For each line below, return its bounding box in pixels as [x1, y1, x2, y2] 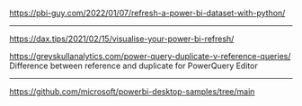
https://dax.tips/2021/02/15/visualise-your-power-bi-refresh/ [9, 33, 235, 44]
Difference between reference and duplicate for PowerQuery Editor [9, 60, 258, 71]
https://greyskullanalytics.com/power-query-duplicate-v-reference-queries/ [9, 51, 291, 61]
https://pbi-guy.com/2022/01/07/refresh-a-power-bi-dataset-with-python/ [9, 8, 286, 18]
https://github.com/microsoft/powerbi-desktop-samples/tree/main [9, 86, 255, 97]
